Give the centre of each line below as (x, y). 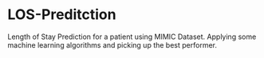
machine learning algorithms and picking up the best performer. (112, 44)
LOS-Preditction (62, 15)
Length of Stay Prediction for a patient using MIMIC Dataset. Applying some (132, 37)
